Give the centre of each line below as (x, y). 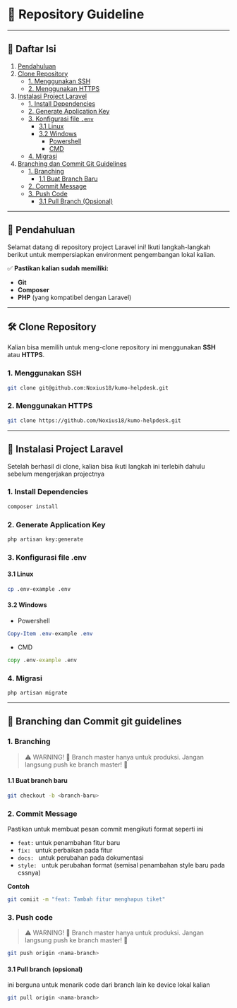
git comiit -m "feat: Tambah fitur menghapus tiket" (86, 899)
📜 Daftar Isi (32, 49)
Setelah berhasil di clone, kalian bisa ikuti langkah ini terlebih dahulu (106, 466)
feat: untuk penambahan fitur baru (69, 843)
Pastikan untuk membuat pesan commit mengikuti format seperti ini (105, 829)
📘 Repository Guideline (76, 14)
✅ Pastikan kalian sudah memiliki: (58, 268)
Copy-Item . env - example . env (50, 634)
